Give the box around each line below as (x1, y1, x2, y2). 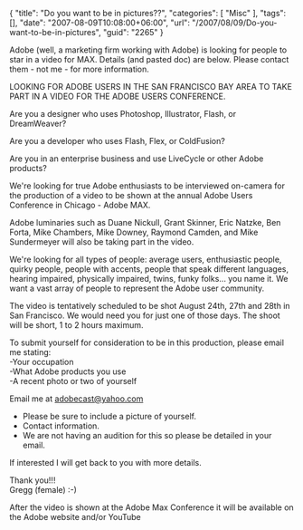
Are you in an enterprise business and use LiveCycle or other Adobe (9, 153, 264, 164)
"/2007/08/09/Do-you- (191, 17, 278, 28)
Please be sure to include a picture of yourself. (22, 411, 197, 421)
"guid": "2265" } (102, 27, 165, 37)
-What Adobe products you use (9, 366, 127, 377)
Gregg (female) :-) (9, 485, 77, 495)
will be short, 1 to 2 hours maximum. (9, 320, 144, 330)
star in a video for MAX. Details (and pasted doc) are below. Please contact (9, 54, 289, 64)
